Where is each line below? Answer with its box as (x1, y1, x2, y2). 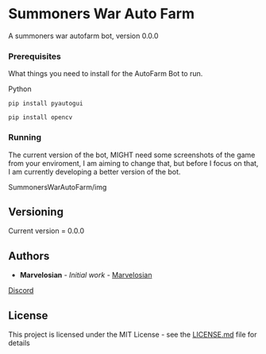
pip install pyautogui (8, 100, 83, 108)
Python (8, 84, 32, 94)
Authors (8, 249, 50, 263)
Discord (8, 286, 34, 295)
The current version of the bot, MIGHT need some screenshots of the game (8, 150, 256, 160)
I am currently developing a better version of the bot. (8, 167, 181, 176)
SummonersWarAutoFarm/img (8, 182, 107, 191)
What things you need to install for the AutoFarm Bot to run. (8, 69, 203, 79)
